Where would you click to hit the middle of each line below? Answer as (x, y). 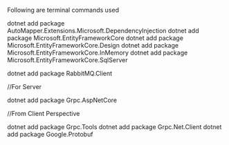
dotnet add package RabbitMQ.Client (60, 73)
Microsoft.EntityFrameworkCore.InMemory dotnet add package (98, 52)
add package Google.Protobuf (50, 134)
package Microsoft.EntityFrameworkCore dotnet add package (95, 38)
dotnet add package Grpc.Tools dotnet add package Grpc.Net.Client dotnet (114, 127)
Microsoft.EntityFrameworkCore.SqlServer (67, 60)
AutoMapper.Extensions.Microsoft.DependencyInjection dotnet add (103, 31)
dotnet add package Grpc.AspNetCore (62, 100)
